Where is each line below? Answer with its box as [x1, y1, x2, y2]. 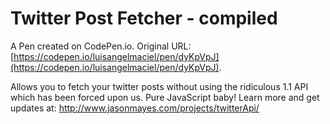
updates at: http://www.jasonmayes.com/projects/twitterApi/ [10, 102, 260, 114]
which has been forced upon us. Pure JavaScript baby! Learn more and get [10, 91, 320, 103]
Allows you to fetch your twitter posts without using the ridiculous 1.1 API [10, 80, 309, 92]
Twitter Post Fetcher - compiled [10, 7, 278, 30]
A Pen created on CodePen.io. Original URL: [10, 40, 192, 52]
